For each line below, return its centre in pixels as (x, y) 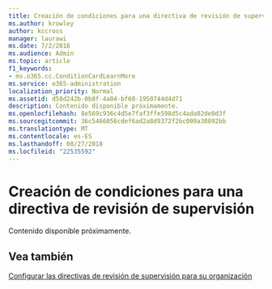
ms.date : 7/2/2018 (39, 46)
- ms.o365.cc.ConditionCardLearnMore (72, 76)
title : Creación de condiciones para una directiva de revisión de (125, 16)
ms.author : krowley (41, 23)
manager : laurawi (38, 38)
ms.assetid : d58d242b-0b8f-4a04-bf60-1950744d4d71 (96, 99)
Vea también (41, 256)
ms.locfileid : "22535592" (52, 151)
